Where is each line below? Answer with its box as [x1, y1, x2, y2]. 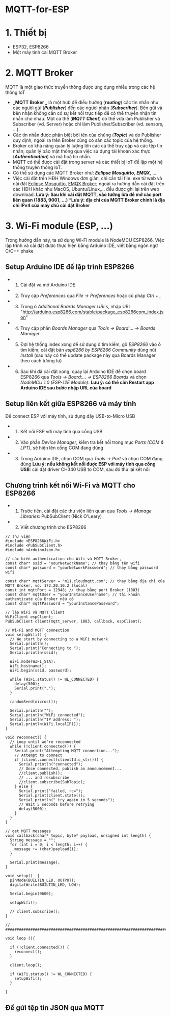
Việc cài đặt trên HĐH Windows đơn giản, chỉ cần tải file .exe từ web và [12, 175, 162, 182]
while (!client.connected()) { [10, 744, 76, 749]
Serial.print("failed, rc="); [18, 788, 83, 794]
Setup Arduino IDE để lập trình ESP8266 [5, 263, 134, 271]
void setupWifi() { [5, 632, 47, 637]
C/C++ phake [5, 248, 34, 254]
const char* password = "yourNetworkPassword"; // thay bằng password [5, 565, 158, 570]
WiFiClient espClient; [5, 614, 53, 619]
